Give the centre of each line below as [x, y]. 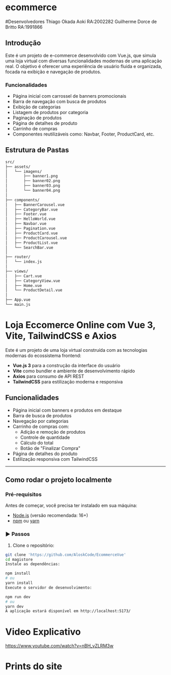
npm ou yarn [26, 521]
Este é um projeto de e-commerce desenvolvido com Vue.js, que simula [81, 55]
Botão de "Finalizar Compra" [50, 448]
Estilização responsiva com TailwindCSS [55, 459]
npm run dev [18, 597]
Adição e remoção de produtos [53, 432]
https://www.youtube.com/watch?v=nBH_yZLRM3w [59, 646]
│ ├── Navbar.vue [26, 224]
